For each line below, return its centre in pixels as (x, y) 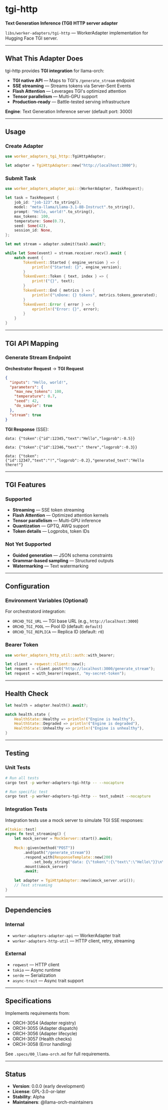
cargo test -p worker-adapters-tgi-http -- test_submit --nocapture (78, 796)
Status (16, 1074)
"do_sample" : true (33, 406)
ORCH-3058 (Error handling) (42, 1044)
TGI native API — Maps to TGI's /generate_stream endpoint (73, 80)
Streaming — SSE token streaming (48, 510)
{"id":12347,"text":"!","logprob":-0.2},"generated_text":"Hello (74, 460)
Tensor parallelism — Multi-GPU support (55, 96)
